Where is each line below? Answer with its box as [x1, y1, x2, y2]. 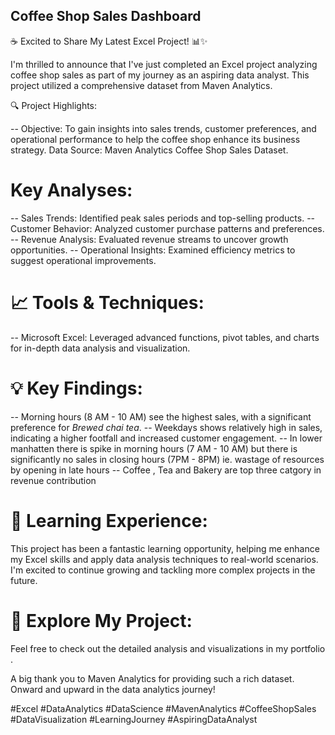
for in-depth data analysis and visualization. [10, 342, 191, 354]
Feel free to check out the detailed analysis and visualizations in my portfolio [10, 642, 326, 654]
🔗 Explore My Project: [10, 609, 193, 632]
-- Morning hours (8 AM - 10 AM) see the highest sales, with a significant [10, 410, 312, 423]
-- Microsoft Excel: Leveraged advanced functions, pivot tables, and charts [10, 331, 320, 343]
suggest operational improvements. [10, 254, 157, 266]
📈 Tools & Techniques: [10, 291, 205, 314]
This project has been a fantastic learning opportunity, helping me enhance [10, 542, 320, 554]
